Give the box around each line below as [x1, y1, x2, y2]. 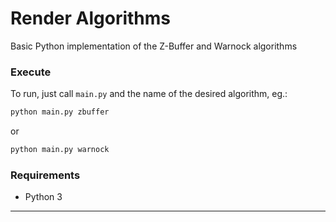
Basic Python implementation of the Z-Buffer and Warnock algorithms [10, 40, 298, 52]
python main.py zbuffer [10, 107, 110, 117]
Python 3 [24, 191, 63, 203]
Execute [10, 65, 52, 79]
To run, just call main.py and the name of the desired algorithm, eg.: [10, 88, 288, 100]
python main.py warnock [10, 145, 110, 155]
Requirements [10, 168, 81, 182]
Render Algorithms [10, 7, 171, 30]
